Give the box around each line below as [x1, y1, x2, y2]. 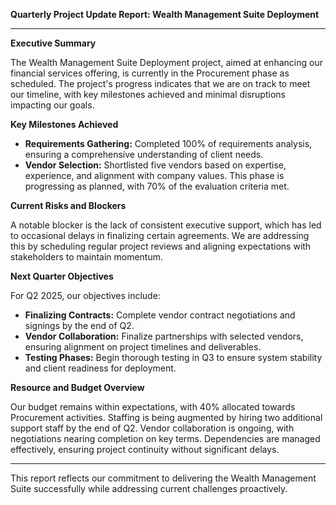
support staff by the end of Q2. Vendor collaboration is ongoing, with [10, 422, 295, 434]
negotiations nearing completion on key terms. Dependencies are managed [10, 433, 321, 444]
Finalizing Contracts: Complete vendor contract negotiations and [24, 309, 296, 321]
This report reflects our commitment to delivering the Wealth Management [10, 472, 317, 484]
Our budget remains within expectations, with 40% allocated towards [10, 401, 296, 413]
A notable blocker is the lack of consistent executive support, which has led [10, 219, 322, 231]
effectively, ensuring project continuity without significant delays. [10, 444, 280, 455]
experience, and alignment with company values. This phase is [24, 170, 285, 181]
